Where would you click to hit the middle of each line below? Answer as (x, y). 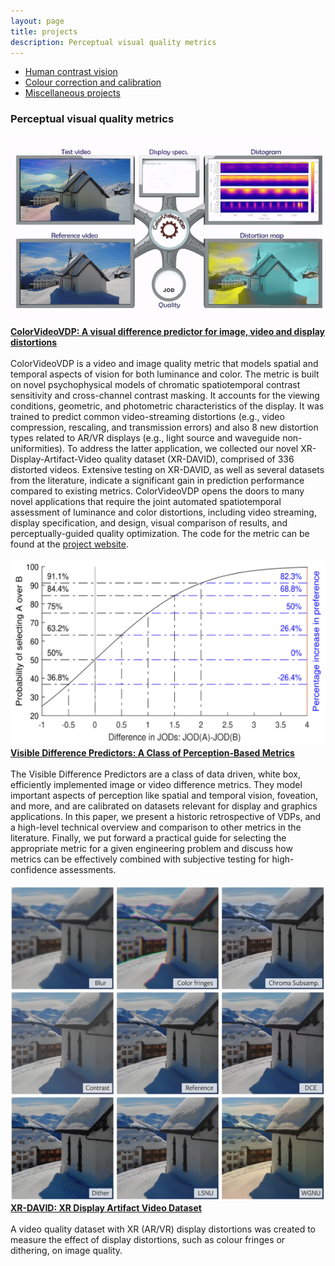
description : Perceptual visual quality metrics (113, 42)
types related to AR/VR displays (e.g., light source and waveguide (145, 438)
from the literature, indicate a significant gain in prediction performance (157, 481)
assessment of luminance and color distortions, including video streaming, (163, 512)
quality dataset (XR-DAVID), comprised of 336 (199, 459)
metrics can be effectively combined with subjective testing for (140, 859)
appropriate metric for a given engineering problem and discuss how (151, 849)
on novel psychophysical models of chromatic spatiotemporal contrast (155, 385)
